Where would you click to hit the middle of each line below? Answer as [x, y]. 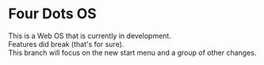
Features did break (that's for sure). [66, 44]
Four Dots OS [52, 14]
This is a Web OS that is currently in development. [90, 36]
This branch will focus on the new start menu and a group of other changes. [132, 52]
